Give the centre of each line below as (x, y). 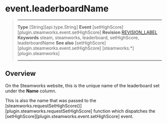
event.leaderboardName (57, 9)
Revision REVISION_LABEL (130, 32)
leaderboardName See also (45, 43)
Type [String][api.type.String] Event (54, 27)
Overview (21, 74)
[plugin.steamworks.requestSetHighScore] (49, 111)
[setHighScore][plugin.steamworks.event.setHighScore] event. (69, 116)
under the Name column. (31, 91)
